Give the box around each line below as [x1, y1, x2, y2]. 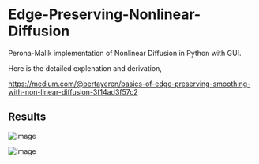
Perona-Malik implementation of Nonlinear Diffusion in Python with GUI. [8, 48, 242, 58]
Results [8, 110, 47, 124]
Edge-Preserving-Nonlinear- [8, 6, 201, 24]
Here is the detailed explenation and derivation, [8, 63, 162, 73]
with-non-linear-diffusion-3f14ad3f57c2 [8, 87, 138, 96]
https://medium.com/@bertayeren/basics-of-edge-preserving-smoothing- [8, 79, 251, 88]
